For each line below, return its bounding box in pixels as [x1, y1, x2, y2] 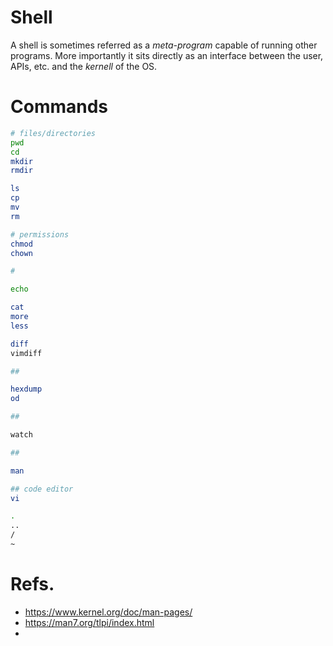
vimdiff [10, 348, 43, 358]
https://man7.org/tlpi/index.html [24, 616, 155, 628]
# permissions [10, 229, 70, 240]
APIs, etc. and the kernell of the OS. [10, 60, 158, 72]
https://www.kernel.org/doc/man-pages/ [24, 606, 193, 618]
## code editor [10, 484, 74, 494]
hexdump [10, 384, 43, 395]
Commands [10, 96, 109, 118]
